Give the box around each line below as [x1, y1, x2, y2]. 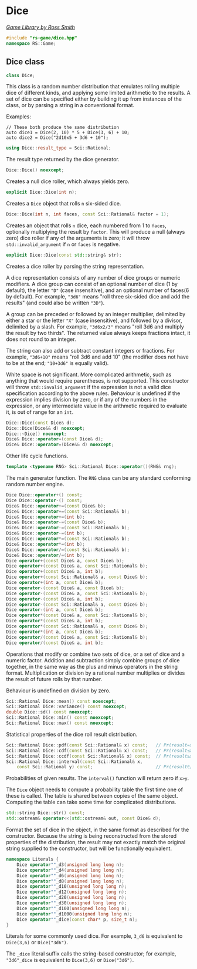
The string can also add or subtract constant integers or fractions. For [6, 347, 175, 354]
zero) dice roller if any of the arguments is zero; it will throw [6, 234, 150, 241]
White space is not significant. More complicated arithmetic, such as [6, 371, 172, 378]
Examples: [6, 113, 31, 120]
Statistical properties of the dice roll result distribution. [6, 731, 138, 738]
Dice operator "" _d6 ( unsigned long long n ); [16, 872, 125, 878]
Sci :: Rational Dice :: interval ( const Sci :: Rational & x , [6, 758, 143, 765]
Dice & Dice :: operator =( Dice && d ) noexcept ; [6, 442, 114, 448]
